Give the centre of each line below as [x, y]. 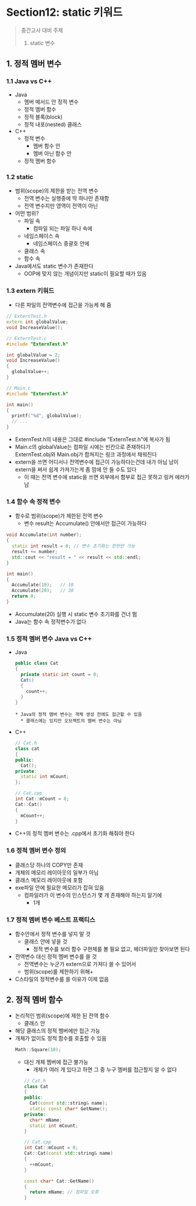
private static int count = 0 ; [60, 674]
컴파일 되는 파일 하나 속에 [63, 228]
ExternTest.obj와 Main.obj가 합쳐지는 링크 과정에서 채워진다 [86, 454]
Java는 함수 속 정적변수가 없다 [51, 621]
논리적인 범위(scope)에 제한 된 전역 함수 [62, 1016]
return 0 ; [24, 596]
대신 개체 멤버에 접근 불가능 [56, 1062]
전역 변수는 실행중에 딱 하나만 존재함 [66, 198]
